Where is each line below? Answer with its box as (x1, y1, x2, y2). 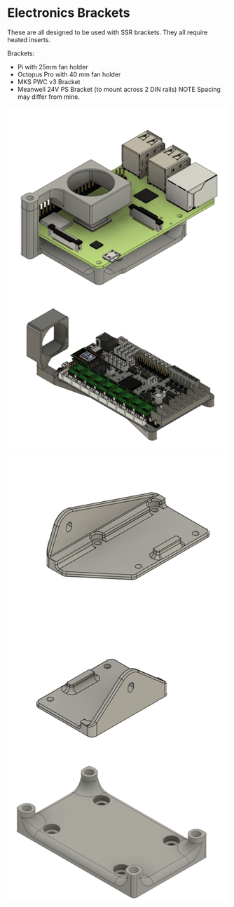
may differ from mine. (17, 93, 81, 101)
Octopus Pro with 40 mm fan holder (17, 70, 121, 79)
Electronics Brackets (7, 5, 130, 21)
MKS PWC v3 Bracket (17, 77, 81, 86)
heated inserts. (7, 35, 51, 43)
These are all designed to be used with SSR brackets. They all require (7, 28, 208, 36)
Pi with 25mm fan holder (17, 62, 89, 71)
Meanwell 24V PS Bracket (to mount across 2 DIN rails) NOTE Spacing (17, 85, 221, 93)
